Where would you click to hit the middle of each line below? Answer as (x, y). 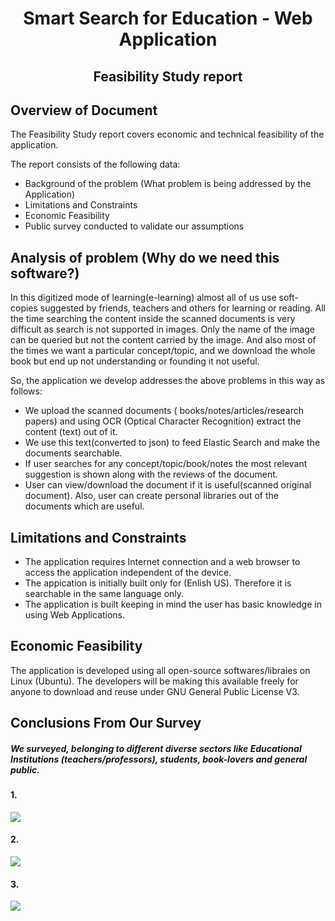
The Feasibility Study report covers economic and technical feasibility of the (167, 134)
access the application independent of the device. (128, 573)
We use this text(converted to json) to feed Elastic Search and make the (172, 443)
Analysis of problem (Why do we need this (145, 257)
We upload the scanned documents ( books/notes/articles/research (164, 411)
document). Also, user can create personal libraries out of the (151, 496)
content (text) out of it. (71, 432)
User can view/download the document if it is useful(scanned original (168, 485)
